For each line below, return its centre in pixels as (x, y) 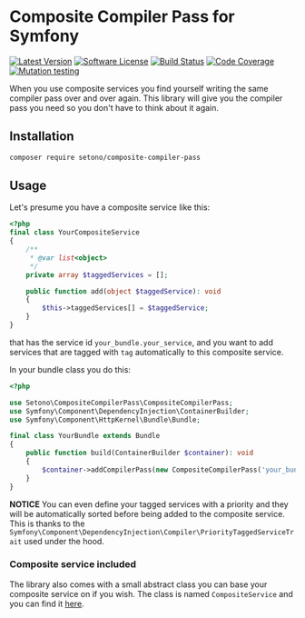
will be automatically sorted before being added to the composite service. (148, 513)
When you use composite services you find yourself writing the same (139, 88)
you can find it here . (47, 603)
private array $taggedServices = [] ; (97, 274)
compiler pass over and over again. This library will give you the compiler (146, 98)
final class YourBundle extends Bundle (85, 436)
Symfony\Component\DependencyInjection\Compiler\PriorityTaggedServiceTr (152, 532)
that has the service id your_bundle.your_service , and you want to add (142, 342)
